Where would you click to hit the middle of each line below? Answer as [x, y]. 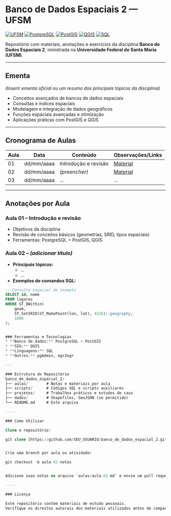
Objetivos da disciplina [36, 229]
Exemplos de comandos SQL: [44, 280]
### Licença [18, 494]
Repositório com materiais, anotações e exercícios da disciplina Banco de [83, 44]
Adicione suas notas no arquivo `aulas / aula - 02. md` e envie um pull [79, 476]
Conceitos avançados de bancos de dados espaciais [68, 98]
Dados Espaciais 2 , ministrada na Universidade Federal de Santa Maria [81, 49]
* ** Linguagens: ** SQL [29, 351]
